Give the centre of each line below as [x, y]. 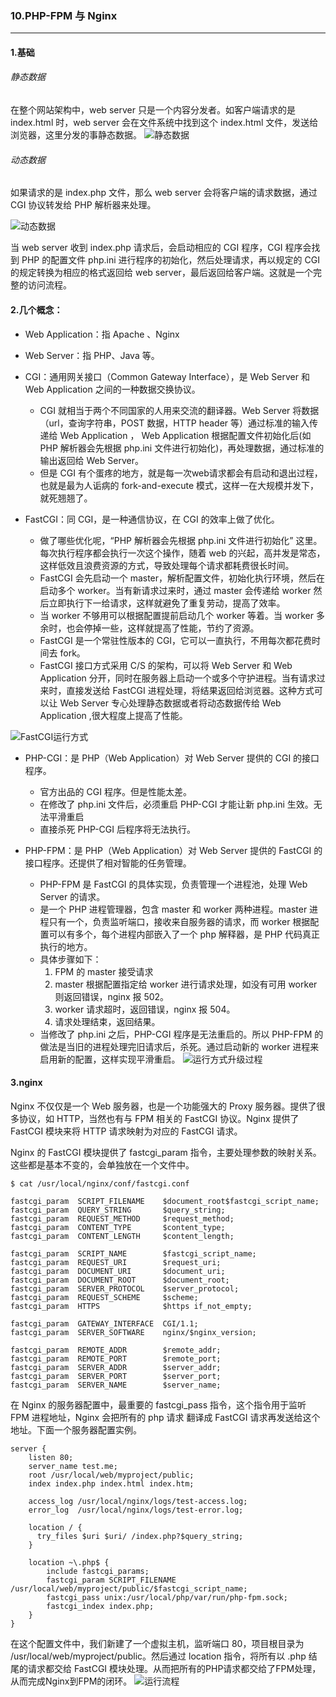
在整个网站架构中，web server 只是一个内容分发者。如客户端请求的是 [153, 110]
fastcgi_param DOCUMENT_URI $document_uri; [118, 1271]
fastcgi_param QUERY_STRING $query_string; [118, 1210]
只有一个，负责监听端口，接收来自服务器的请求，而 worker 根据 [179, 921]
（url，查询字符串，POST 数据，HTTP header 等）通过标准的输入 [174, 423]
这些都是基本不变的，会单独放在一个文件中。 [102, 1164]
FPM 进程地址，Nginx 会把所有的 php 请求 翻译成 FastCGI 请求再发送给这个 [165, 1417]
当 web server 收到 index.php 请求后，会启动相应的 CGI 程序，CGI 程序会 [161, 248]
